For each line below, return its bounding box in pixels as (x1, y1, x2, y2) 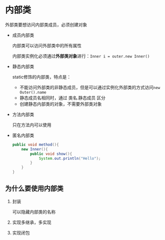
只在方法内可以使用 (12, 121, 52, 128)
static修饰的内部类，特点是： (12, 74, 71, 80)
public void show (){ (30, 151, 72, 156)
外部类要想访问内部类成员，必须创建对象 (5, 22, 87, 28)
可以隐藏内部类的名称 (12, 209, 56, 214)
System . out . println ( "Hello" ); (38, 156, 101, 161)
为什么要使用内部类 (5, 184, 64, 193)
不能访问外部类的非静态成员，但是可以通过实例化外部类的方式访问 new (19, 84, 161, 90)
